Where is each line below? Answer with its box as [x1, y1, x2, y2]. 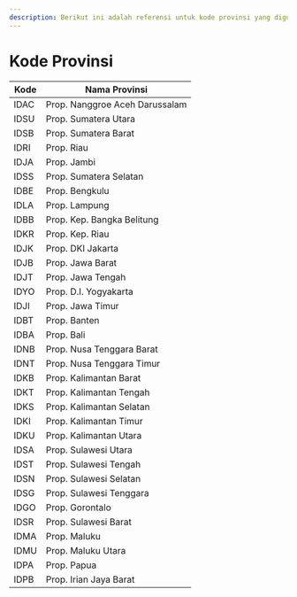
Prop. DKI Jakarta [45, 242, 119, 254]
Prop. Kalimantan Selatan [45, 400, 150, 413]
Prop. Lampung [45, 198, 110, 211]
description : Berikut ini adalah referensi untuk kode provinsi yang [9, 12, 271, 22]
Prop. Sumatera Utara [45, 112, 135, 125]
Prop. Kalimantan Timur [45, 415, 143, 427]
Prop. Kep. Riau [45, 228, 110, 240]
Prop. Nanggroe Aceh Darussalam [45, 98, 187, 111]
